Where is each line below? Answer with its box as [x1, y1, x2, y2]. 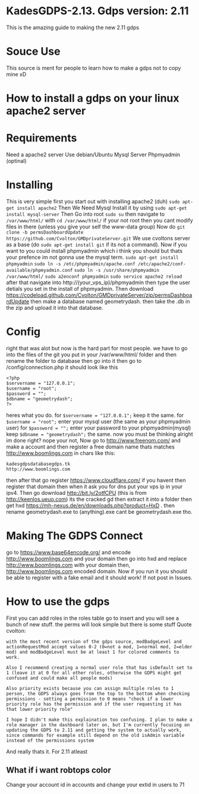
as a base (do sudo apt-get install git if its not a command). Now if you [6, 241, 187, 248]
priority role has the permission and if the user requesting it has [6, 701, 182, 707]
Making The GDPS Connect [6, 529, 143, 542]
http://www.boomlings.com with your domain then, [6, 561, 131, 569]
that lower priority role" [6, 706, 73, 712]
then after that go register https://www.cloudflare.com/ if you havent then [6, 476, 186, 484]
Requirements [6, 131, 77, 145]
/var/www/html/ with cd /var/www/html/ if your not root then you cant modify [6, 216, 193, 224]
